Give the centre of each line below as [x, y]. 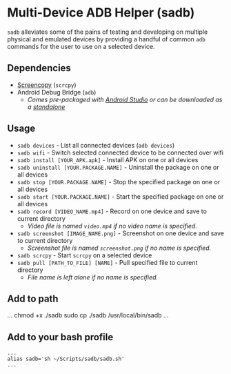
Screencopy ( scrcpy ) [47, 85]
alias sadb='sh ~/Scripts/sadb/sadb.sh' [66, 359]
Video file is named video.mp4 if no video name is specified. [112, 226]
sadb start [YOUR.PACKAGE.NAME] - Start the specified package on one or [120, 196]
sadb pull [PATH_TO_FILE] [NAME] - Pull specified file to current [107, 262]
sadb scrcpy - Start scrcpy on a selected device [84, 255]
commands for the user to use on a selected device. [81, 46]
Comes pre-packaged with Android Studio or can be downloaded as [125, 99]
